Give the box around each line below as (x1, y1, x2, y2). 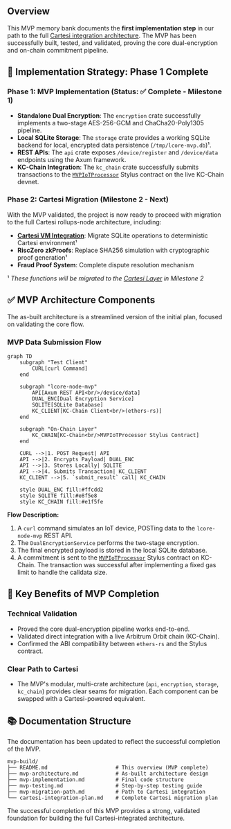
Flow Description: (7, 510, 59, 519)
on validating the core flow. (7, 320, 84, 328)
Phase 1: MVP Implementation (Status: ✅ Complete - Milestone (7, 87, 223, 96)
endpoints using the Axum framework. (17, 155, 127, 163)
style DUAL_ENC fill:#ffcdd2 (19, 486, 104, 493)
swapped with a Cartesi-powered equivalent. (17, 694, 146, 702)
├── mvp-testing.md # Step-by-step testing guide (7, 782, 203, 789)
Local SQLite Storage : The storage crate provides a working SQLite (17, 133, 210, 141)
